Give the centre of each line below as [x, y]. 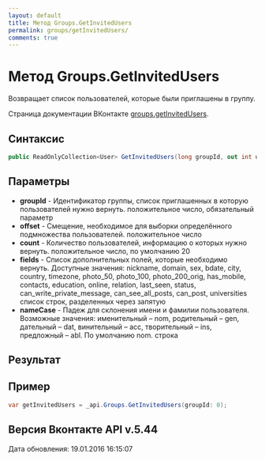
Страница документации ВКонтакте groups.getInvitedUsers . [108, 114]
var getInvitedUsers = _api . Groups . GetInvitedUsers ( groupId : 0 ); [118, 405]
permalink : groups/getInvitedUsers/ [68, 30]
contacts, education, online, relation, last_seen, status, [108, 285]
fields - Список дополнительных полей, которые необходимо [123, 259]
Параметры [39, 181]
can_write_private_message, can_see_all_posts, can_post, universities [133, 293]
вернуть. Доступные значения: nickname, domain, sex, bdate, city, [131, 268]
